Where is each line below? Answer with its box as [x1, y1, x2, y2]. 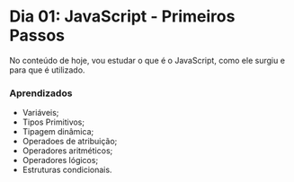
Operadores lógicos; [22, 155, 99, 166]
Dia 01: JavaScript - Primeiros [9, 6, 236, 27]
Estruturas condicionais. [22, 164, 112, 176]
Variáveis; [22, 108, 59, 118]
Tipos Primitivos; [22, 117, 85, 127]
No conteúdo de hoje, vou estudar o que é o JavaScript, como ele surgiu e [9, 55, 286, 65]
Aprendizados [9, 87, 73, 100]
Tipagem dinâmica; [22, 126, 94, 137]
